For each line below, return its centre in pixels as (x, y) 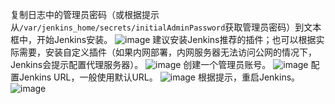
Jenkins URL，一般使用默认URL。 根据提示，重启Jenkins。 (159, 77)
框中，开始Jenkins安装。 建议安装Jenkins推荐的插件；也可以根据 (163, 39)
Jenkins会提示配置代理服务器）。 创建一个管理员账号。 (141, 64)
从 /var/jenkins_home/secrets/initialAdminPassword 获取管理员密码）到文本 (166, 27)
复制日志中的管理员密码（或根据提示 (85, 14)
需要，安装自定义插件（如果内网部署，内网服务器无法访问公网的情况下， (167, 52)
